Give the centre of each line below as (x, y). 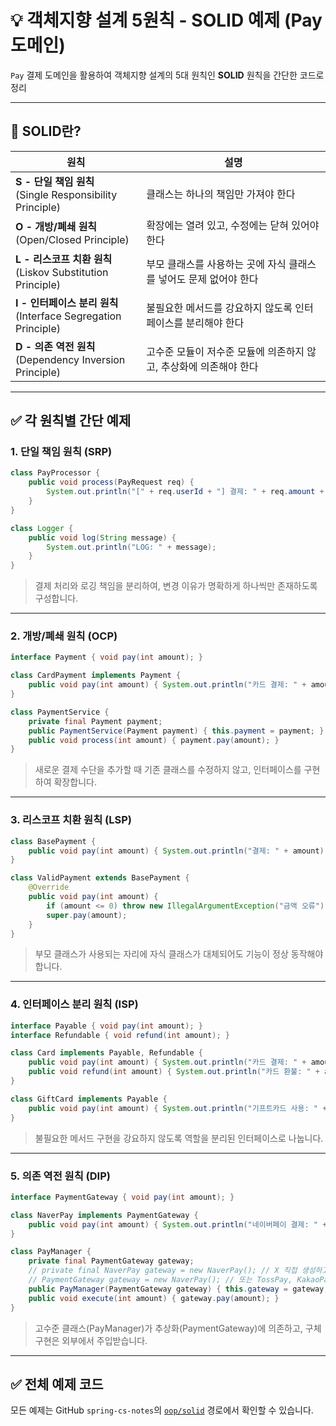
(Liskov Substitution (62, 272)
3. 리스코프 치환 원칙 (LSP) (71, 820)
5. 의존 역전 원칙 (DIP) (60, 1176)
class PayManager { (51, 1252)
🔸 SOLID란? (46, 131)
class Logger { (42, 528)
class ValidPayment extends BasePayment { (100, 878)
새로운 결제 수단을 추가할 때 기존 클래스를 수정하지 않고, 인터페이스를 (168, 770)
